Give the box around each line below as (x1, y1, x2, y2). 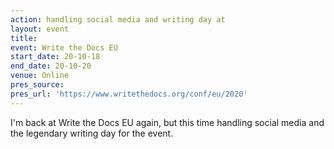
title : (10, 33, 38, 43)
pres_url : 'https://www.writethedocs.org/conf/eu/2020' (10, 89, 248, 99)
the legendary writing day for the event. (10, 127, 174, 139)
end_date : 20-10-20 (10, 61, 92, 71)
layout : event (10, 24, 70, 34)
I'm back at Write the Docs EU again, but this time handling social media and (10, 116, 325, 128)
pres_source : (10, 80, 65, 90)
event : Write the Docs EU (10, 42, 118, 53)
